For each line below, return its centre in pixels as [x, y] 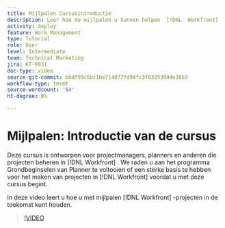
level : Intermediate [37, 52]
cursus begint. [27, 184]
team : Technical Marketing [45, 58]
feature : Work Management [44, 33]
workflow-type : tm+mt [38, 84]
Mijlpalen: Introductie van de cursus [112, 136]
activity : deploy [32, 26]
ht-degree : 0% [27, 97]
